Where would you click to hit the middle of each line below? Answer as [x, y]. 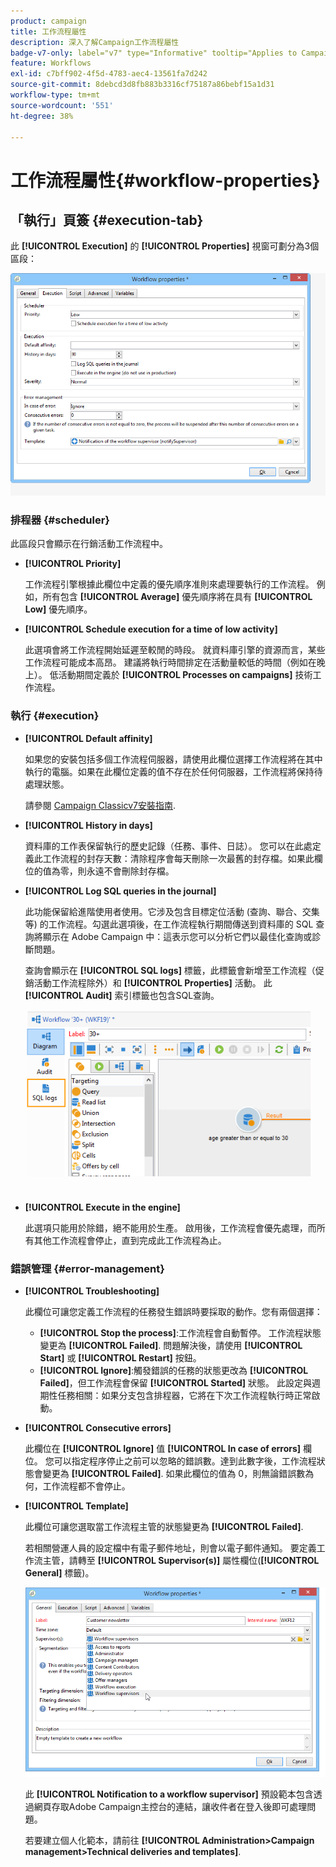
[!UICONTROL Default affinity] [88, 738]
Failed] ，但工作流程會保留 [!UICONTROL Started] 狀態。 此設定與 [176, 1383]
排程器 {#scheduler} [60, 520]
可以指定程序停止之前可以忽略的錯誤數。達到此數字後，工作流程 [185, 1461]
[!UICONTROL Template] [76, 1506]
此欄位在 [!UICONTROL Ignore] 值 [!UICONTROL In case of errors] [163, 1449]
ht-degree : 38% [42, 116]
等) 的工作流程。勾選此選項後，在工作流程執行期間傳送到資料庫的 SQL [169, 924]
